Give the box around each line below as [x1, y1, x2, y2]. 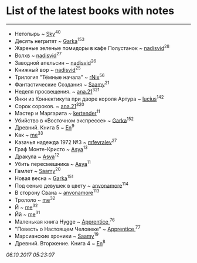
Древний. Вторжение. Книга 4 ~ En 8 [14, 238, 106, 247]
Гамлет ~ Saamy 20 [14, 167, 61, 175]
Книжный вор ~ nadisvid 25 [14, 65, 81, 73]
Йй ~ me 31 [14, 210, 40, 218]
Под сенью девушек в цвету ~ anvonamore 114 [14, 181, 129, 189]
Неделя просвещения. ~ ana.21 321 [14, 87, 100, 95]
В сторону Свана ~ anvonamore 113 [14, 188, 100, 197]
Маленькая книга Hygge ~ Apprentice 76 [14, 217, 116, 225]
